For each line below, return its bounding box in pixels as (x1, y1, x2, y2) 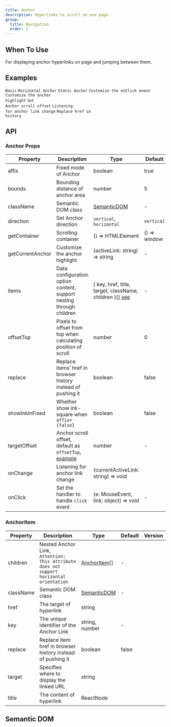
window (144, 236, 163, 243)
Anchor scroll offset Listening (5, 103, 73, 109)
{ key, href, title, (93, 281, 131, 288)
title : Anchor (5, 7, 36, 13)
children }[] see (93, 294, 130, 301)
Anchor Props (5, 142, 41, 149)
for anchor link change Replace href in (5, 109, 91, 114)
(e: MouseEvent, (93, 491, 132, 498)
